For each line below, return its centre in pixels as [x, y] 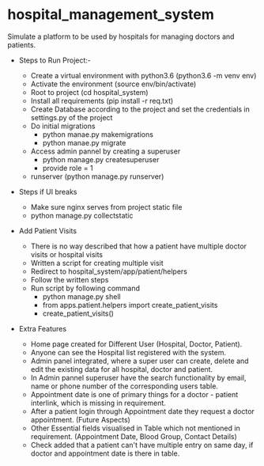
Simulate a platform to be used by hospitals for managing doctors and [121, 36]
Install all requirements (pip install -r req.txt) [102, 100]
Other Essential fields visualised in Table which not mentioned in [135, 428]
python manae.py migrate [84, 142]
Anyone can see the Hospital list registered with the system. [128, 352]
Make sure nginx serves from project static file [106, 206]
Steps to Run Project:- [55, 60]
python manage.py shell [81, 296]
